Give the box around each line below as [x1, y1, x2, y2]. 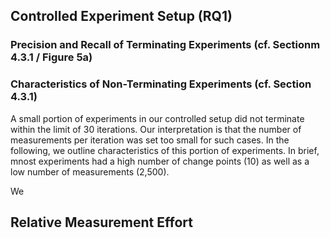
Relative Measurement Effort [10, 214, 193, 231]
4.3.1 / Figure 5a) [10, 50, 93, 64]
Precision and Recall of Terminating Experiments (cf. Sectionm [10, 38, 321, 52]
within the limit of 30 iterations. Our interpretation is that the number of [10, 123, 302, 135]
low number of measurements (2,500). [10, 165, 170, 178]
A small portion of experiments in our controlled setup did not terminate [10, 112, 305, 124]
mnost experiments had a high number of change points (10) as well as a [10, 155, 310, 167]
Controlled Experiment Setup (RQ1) [10, 8, 233, 25]
